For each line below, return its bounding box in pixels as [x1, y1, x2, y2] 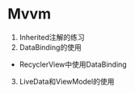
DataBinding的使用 [19, 42, 82, 52]
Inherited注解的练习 [19, 32, 86, 42]
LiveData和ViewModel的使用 [19, 76, 115, 86]
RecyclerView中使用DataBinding [19, 59, 127, 69]
